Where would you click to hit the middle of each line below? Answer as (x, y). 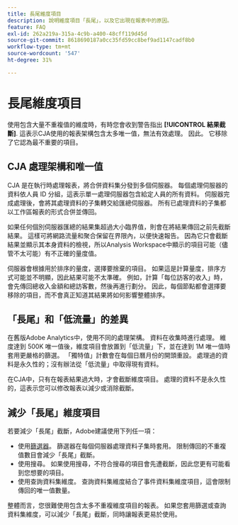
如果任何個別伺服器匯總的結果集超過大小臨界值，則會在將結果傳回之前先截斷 (119, 227)
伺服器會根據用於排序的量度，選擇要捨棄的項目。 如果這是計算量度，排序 (114, 268)
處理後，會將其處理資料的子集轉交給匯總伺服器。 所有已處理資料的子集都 (120, 203)
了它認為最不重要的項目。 (45, 142)
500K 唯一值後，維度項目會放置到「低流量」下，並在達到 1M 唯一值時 (129, 346)
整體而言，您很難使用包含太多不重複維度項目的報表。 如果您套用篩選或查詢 (117, 506)
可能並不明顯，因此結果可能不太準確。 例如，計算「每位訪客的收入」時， (120, 277)
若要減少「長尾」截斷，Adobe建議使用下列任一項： (82, 431)
